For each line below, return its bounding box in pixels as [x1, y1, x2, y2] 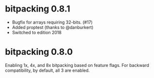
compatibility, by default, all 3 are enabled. [5, 67, 90, 73]
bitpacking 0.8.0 [5, 47, 73, 57]
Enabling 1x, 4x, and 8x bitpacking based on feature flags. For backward [5, 62, 149, 68]
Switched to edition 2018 [12, 29, 62, 35]
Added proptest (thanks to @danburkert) [12, 24, 93, 30]
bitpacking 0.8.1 [5, 3, 70, 14]
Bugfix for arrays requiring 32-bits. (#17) [12, 19, 93, 25]
